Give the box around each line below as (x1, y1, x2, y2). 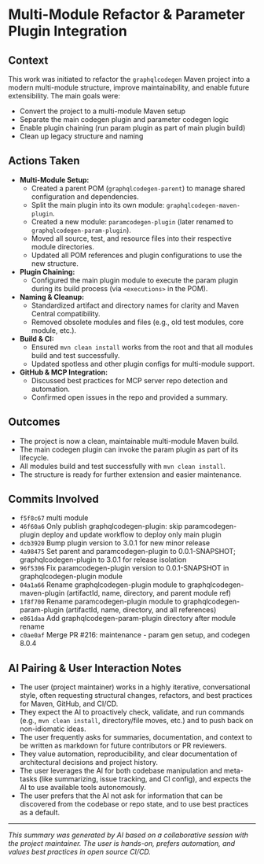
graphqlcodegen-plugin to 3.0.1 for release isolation (19, 555, 187, 564)
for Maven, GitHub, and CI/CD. (19, 699, 119, 709)
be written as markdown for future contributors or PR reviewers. (19, 741, 227, 751)
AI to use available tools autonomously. (19, 783, 147, 792)
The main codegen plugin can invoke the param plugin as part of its (19, 445, 239, 454)
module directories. (31, 242, 94, 251)
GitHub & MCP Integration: (19, 367, 108, 377)
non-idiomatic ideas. (19, 724, 86, 733)
